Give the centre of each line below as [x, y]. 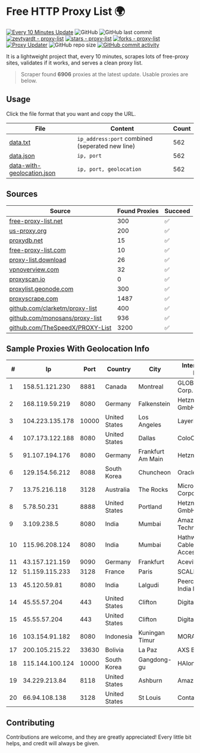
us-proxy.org [28, 230]
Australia [117, 490]
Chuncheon [155, 473]
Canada [116, 387]
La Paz [148, 650]
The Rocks [153, 490]
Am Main [151, 459]
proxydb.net [26, 240]
